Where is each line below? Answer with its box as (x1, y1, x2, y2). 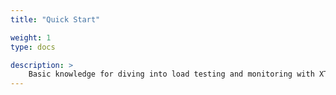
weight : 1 (10, 32, 52, 43)
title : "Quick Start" (10, 14, 101, 25)
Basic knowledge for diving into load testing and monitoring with (28, 69, 315, 80)
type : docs (10, 42, 56, 52)
